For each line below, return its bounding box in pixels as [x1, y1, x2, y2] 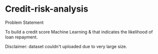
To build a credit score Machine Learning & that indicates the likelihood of [5, 29, 153, 35]
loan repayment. [5, 34, 38, 40]
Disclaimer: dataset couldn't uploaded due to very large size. [5, 43, 127, 49]
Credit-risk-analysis [5, 3, 89, 15]
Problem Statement [5, 19, 44, 25]
